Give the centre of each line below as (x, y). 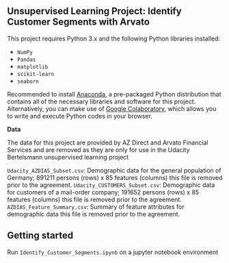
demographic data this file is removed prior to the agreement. (94, 214)
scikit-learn (36, 74)
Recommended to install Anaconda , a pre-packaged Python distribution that (114, 94)
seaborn (28, 82)
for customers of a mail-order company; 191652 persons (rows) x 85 (103, 192)
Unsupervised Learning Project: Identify (95, 11)
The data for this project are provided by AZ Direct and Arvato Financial (108, 142)
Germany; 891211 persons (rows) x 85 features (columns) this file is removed (115, 177)
